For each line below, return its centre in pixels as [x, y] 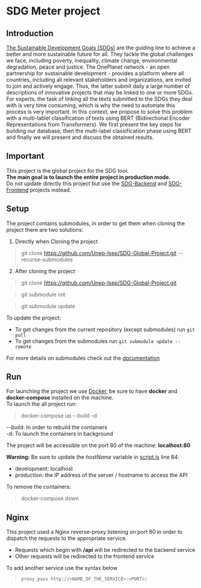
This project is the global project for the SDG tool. [67, 170]
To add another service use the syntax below [62, 568]
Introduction [30, 33]
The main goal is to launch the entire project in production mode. [88, 177]
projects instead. [50, 190]
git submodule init [43, 294]
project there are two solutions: [45, 229]
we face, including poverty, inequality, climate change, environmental [92, 60]
